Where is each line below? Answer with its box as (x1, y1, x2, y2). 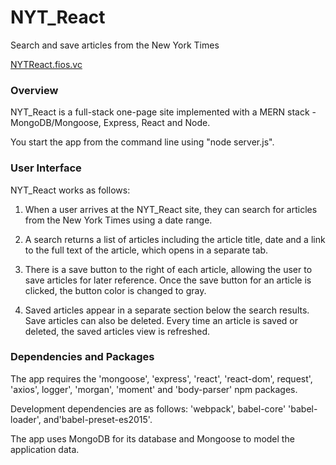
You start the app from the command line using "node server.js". (10, 136, 275, 148)
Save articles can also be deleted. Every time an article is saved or (24, 314, 298, 326)
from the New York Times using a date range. (24, 214, 213, 226)
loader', (10, 413, 42, 425)
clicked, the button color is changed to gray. (24, 284, 207, 296)
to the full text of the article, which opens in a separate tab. (24, 244, 269, 256)
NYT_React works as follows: (10, 184, 131, 196)
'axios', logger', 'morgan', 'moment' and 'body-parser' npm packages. (10, 383, 298, 395)
